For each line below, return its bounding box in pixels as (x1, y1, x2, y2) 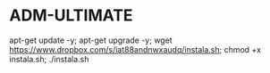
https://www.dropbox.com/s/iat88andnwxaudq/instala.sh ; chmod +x (9, 44, 262, 54)
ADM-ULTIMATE (9, 5, 133, 26)
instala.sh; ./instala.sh (9, 53, 89, 64)
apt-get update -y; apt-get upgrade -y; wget (9, 35, 173, 45)
